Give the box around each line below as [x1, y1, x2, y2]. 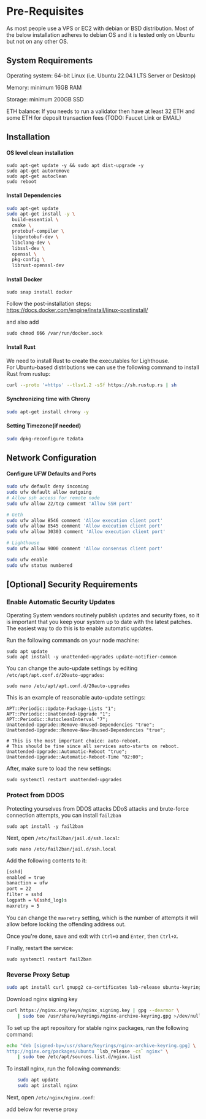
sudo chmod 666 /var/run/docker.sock [6, 330, 103, 337]
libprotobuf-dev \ [12, 233, 59, 240]
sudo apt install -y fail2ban [6, 823, 84, 830]
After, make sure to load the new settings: [6, 765, 112, 772]
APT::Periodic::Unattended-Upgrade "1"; [6, 711, 112, 717]
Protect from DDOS [6, 791, 64, 800]
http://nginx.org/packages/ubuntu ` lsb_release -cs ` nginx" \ [6, 1048, 169, 1055]
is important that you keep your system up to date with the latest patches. [6, 618, 193, 626]
